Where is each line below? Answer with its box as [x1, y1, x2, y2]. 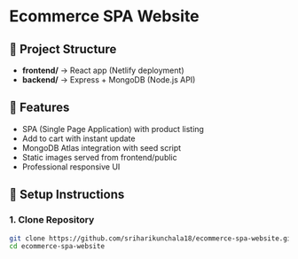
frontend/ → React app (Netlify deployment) [21, 65, 184, 75]
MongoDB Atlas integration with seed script [21, 142, 182, 153]
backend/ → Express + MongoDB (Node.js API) [21, 75, 196, 85]
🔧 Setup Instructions [9, 187, 125, 202]
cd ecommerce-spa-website [9, 242, 105, 251]
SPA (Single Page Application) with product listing [21, 123, 204, 134]
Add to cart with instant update [21, 133, 136, 144]
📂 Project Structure [9, 42, 117, 57]
